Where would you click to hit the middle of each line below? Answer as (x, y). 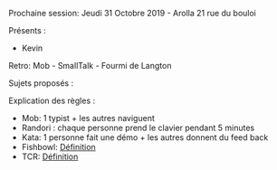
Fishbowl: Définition (58, 147)
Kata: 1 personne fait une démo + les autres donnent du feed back (145, 137)
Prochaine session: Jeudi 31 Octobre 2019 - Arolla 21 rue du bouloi (133, 13)
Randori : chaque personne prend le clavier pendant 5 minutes (138, 127)
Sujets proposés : (41, 83)
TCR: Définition (50, 156)
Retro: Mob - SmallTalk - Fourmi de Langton (90, 66)
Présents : (27, 30)
